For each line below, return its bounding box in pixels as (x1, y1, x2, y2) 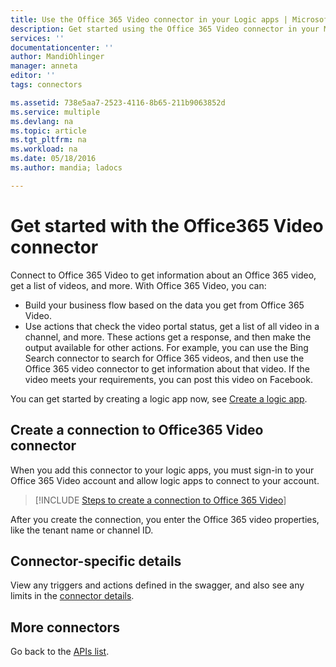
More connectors (10, 619, 120, 636)
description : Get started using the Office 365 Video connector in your (10, 24, 320, 34)
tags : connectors (10, 80, 83, 90)
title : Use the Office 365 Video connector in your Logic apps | (10, 14, 288, 25)
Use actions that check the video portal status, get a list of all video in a (24, 320, 320, 332)
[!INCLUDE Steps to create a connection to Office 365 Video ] (34, 494, 287, 506)
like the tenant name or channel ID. (10, 524, 154, 536)
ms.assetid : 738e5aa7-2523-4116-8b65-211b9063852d (10, 97, 226, 108)
